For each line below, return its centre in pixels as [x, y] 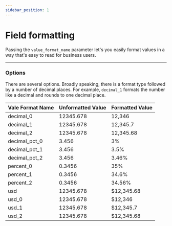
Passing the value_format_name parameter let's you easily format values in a [85, 50]
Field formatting [40, 35]
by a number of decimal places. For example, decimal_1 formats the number [85, 89]
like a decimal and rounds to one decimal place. [56, 95]
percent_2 [20, 183]
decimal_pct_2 [25, 157]
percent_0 [20, 166]
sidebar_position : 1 [27, 10]
